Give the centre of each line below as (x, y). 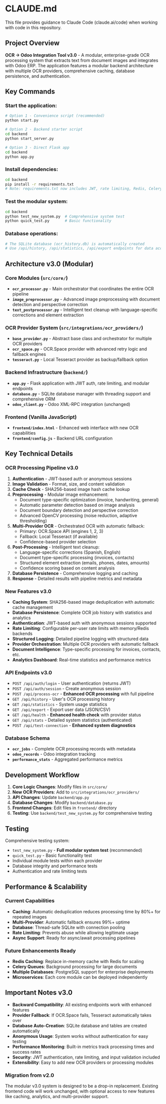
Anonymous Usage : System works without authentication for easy (80, 1036)
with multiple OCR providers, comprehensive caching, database (70, 71)
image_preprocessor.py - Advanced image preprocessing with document (86, 299)
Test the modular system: (37, 202)
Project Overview (32, 43)
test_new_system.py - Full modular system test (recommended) (77, 850)
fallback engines (29, 354)
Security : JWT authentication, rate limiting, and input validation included (86, 1057)
